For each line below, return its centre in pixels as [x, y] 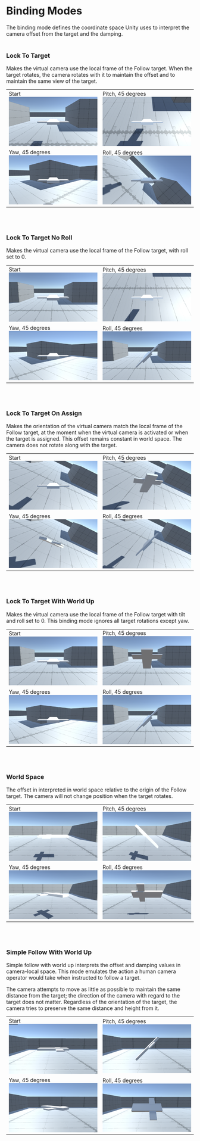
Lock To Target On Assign [44, 413]
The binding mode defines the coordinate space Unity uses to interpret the [98, 27]
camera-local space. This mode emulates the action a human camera [91, 971]
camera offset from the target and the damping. [65, 33]
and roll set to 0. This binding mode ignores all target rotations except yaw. [98, 621]
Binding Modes [44, 11]
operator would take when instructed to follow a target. [74, 978]
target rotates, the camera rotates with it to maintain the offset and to [91, 75]
